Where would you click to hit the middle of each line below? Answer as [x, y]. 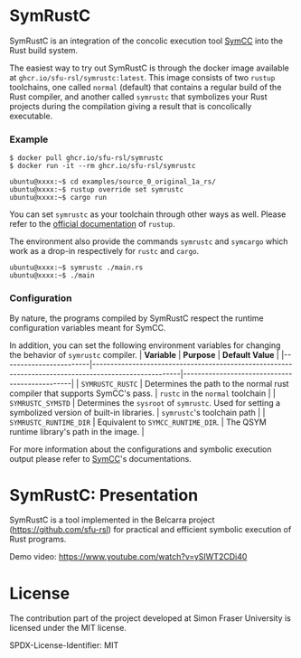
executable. [31, 116]
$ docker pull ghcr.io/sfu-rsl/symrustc [87, 158]
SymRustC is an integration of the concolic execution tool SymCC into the [146, 41]
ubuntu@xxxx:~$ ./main [52, 276]
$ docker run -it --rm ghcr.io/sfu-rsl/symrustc [103, 166]
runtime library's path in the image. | [77, 431]
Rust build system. [44, 50]
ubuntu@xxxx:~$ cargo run [58, 198]
